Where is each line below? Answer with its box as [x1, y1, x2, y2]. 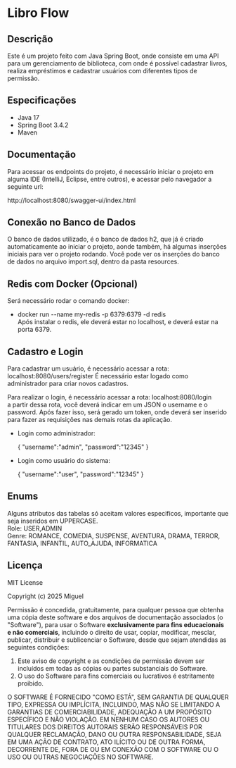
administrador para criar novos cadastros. [7, 379, 129, 388]
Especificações [7, 94, 77, 106]
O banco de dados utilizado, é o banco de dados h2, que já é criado [7, 235, 204, 244]
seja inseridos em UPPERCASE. [7, 516, 98, 525]
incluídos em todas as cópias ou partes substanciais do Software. [17, 664, 208, 672]
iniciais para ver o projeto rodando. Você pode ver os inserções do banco [7, 250, 220, 259]
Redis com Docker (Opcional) [7, 278, 138, 290]
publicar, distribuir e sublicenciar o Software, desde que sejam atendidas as [7, 636, 227, 644]
